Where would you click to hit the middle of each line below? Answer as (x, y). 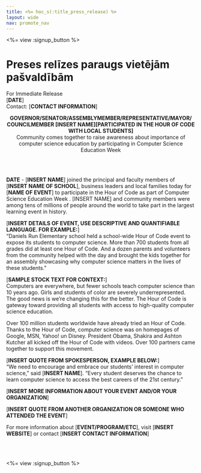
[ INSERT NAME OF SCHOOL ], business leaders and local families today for (99, 186)
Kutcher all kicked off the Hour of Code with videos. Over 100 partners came (101, 343)
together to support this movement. (50, 349)
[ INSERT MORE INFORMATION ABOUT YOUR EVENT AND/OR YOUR (91, 391)
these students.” (26, 268)
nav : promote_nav (28, 23)
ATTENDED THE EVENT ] (37, 416)
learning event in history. (37, 212)
